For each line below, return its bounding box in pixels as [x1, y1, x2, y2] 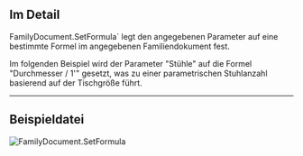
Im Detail [9, 7, 60, 23]
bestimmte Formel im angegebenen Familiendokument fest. [9, 41, 230, 51]
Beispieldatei [9, 112, 85, 127]
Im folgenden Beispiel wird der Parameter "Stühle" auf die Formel [9, 58, 252, 69]
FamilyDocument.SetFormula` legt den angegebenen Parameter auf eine [9, 31, 279, 41]
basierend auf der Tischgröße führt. [9, 77, 142, 88]
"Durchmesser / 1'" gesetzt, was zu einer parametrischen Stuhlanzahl [9, 68, 268, 78]
